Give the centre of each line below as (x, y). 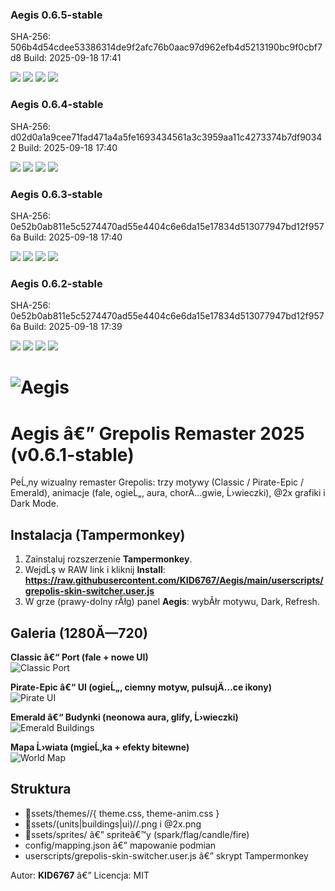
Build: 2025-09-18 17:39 (73, 327)
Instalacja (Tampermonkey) (98, 534)
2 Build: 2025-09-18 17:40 (64, 147)
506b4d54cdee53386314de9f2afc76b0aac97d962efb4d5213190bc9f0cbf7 (166, 47)
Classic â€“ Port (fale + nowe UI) (79, 657)
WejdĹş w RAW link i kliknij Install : (95, 570)
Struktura (41, 789)
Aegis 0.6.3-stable (56, 194)
